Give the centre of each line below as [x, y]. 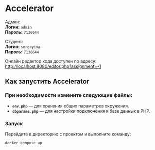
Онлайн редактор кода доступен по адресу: [51, 61]
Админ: [13, 22]
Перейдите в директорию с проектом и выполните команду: [68, 134]
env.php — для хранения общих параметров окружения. [71, 106]
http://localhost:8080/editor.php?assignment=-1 [53, 66]
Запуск [14, 123]
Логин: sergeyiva [23, 46]
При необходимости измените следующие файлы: [69, 95]
